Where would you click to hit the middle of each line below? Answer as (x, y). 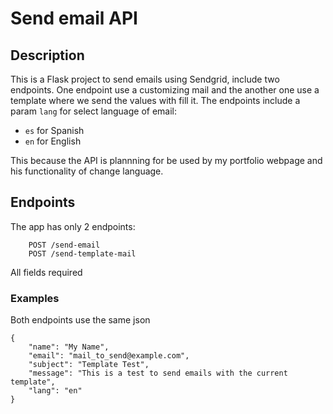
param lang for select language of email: (94, 111)
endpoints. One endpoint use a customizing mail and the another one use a (165, 90)
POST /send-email (64, 245)
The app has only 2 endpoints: (73, 226)
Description (47, 55)
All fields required (46, 272)
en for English (53, 141)
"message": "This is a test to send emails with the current (158, 373)
